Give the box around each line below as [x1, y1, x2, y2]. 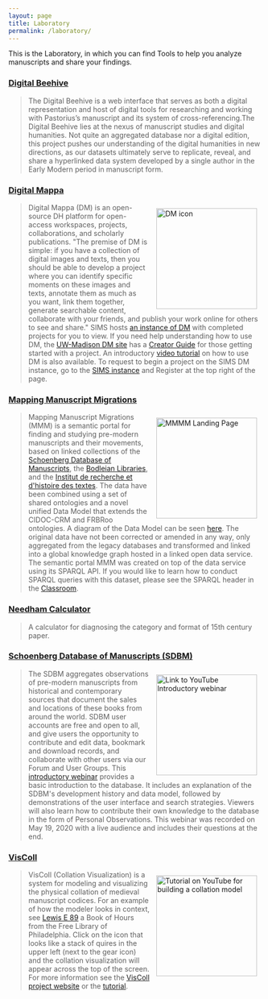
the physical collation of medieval [27, 887, 139, 897]
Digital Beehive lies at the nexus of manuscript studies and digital [27, 122, 245, 131]
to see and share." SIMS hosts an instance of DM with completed [27, 322, 244, 332]
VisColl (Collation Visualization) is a [27, 870, 146, 880]
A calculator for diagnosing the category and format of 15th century [27, 622, 253, 632]
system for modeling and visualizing [27, 879, 148, 889]
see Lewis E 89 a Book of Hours [27, 913, 134, 922]
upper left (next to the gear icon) [27, 947, 137, 957]
